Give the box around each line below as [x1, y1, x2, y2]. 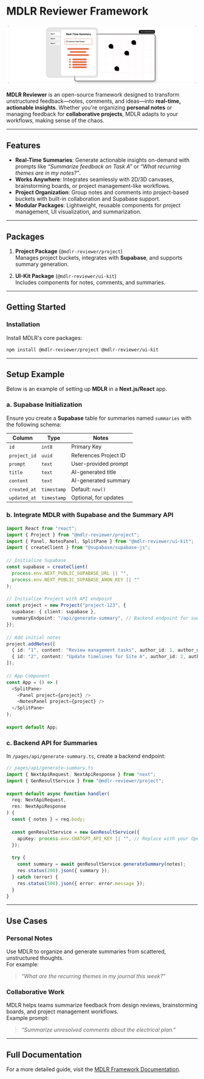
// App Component [6, 673, 50, 679]
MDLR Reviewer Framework [6, 4, 149, 18]
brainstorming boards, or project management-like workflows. [15, 182, 171, 190]
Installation [6, 321, 41, 329]
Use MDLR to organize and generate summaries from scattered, [6, 948, 166, 956]
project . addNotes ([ [6, 640, 56, 647]
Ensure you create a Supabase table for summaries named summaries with [6, 414, 192, 422]
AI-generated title [71, 468, 117, 476]
